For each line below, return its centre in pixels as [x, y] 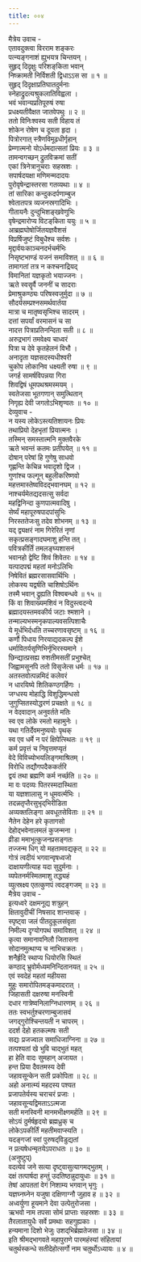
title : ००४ [26, 16]
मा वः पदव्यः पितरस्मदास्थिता [43, 784]
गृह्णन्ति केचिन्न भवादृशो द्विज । [45, 466]
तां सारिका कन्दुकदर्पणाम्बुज [42, 193]
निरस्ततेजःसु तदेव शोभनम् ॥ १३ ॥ [52, 521]
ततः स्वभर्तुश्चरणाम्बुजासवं [40, 1012]
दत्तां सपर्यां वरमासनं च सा [40, 321]
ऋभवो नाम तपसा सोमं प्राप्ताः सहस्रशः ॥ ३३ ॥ [66, 1212]
